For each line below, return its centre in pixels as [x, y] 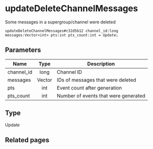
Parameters [23, 50]
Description [101, 64]
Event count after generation [89, 88]
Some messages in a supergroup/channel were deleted [60, 22]
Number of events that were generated [101, 95]
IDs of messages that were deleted [96, 80]
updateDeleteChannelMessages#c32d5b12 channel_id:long [62, 31]
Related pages [27, 140]
